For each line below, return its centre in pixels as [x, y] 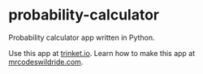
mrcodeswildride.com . [46, 62]
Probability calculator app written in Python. [82, 37]
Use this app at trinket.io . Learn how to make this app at [102, 53]
